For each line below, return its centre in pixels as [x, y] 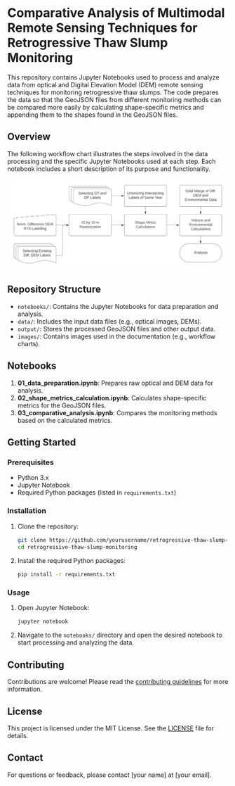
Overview [29, 137]
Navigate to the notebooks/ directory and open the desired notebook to [120, 635]
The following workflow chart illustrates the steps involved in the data [108, 153]
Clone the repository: [48, 526]
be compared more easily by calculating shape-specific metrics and [106, 107]
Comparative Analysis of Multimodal [116, 13]
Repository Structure [54, 290]
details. [18, 735]
